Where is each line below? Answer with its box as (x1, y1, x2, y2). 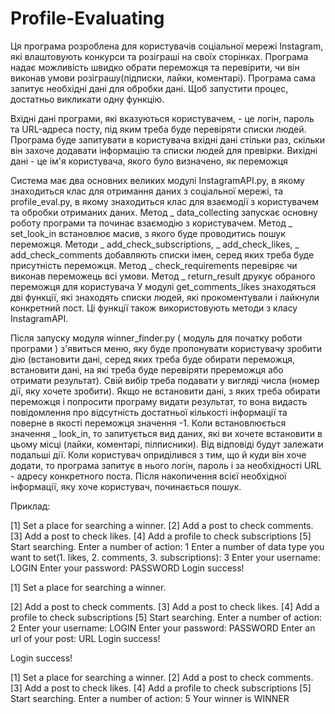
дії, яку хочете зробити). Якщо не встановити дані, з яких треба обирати (10, 385, 321, 397)
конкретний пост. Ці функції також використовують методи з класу (10, 302, 298, 314)
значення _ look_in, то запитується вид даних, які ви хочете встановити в (10, 427, 323, 439)
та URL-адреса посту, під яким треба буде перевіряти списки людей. (10, 123, 307, 135)
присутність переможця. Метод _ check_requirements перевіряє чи (10, 259, 298, 271)
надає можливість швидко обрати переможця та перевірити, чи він (10, 61, 300, 73)
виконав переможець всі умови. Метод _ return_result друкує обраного (10, 270, 316, 282)
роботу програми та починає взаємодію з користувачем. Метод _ (10, 217, 293, 229)
